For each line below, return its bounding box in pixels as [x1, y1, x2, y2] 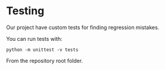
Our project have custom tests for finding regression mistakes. [6, 24, 160, 31]
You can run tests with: [6, 35, 63, 42]
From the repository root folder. [6, 57, 83, 64]
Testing [6, 4, 45, 18]
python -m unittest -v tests [6, 46, 79, 53]
